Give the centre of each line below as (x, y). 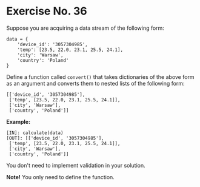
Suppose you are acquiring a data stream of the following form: (85, 28)
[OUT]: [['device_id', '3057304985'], (55, 138)
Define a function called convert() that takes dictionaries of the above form (101, 76)
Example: (18, 121)
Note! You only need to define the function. (61, 177)
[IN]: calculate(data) (35, 133)
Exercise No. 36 (47, 11)
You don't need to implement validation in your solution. (76, 165)
